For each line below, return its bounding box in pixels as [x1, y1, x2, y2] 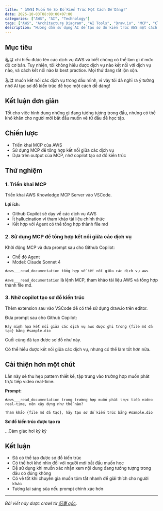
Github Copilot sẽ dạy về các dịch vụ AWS [12, 211, 97, 217]
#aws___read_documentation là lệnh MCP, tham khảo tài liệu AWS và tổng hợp [5, 277, 158, 282]
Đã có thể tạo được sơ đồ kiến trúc [12, 455, 81, 461]
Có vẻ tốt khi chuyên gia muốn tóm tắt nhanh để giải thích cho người [12, 476, 149, 481]
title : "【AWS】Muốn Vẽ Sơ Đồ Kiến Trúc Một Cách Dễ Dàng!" [5, 7, 128, 12]
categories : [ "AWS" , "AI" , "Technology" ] [5, 16, 90, 21]
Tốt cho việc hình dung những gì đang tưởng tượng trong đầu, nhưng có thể [5, 110, 156, 116]
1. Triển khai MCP [5, 181, 47, 188]
